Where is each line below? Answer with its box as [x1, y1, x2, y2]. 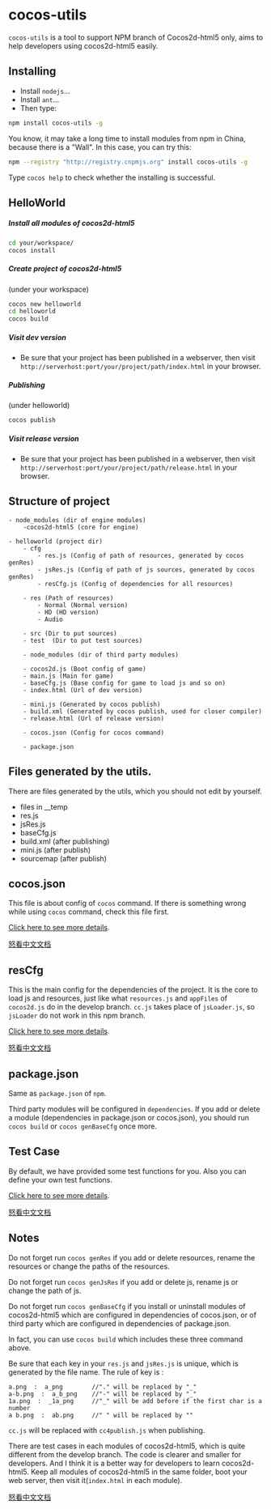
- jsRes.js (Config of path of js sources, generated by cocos [37, 565, 255, 574]
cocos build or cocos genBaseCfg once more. [8, 1121, 158, 1131]
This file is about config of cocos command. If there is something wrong [8, 899, 247, 908]
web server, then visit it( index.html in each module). [8, 1475, 183, 1485]
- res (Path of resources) [23, 593, 114, 602]
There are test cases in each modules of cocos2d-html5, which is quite [8, 1441, 245, 1451]
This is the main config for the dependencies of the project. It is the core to [8, 985, 259, 995]
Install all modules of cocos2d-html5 [8, 219, 135, 228]
